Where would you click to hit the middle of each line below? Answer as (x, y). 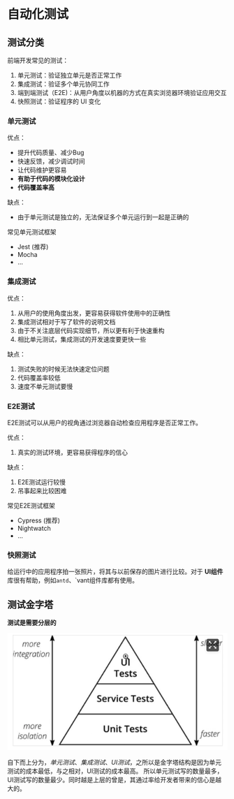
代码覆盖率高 (36, 188)
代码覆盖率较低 (39, 377)
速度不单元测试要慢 (45, 386)
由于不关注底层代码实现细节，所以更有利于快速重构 (91, 330)
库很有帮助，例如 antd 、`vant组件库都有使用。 (73, 580)
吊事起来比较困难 (42, 490)
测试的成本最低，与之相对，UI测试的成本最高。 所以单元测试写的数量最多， (115, 771)
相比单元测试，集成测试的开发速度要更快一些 (82, 339)
